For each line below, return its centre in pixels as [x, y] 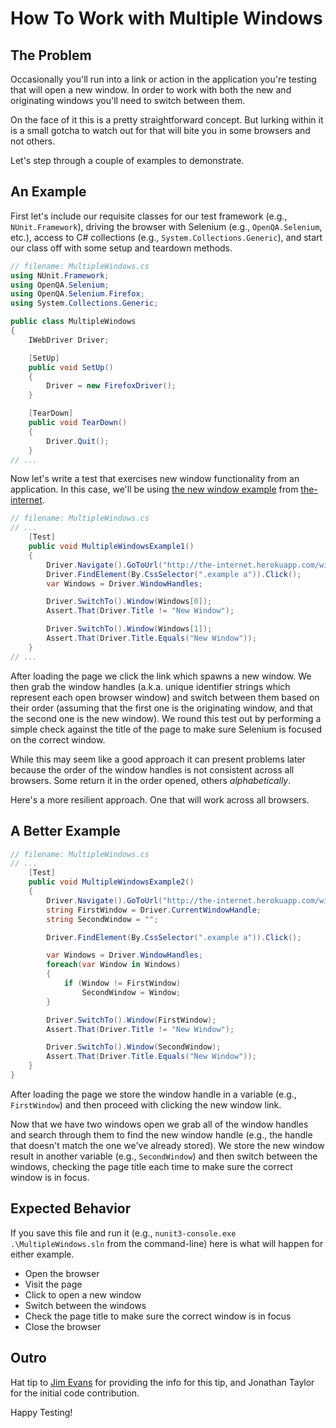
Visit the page [53, 1284]
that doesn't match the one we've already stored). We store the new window [167, 1145]
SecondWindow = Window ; [131, 992]
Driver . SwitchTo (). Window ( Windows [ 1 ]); [129, 629]
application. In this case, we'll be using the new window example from [154, 489]
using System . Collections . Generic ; [84, 303]
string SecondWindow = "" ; [102, 919]
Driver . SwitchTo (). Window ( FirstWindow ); [131, 1020]
